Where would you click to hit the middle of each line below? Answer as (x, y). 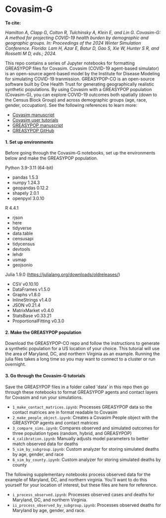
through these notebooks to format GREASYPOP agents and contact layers (82, 392)
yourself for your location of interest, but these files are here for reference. (81, 485)
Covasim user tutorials (35, 120)
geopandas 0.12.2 (30, 188)
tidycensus (24, 244)
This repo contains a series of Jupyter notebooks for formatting (70, 63)
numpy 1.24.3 (26, 183)
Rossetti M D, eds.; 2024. (31, 53)
